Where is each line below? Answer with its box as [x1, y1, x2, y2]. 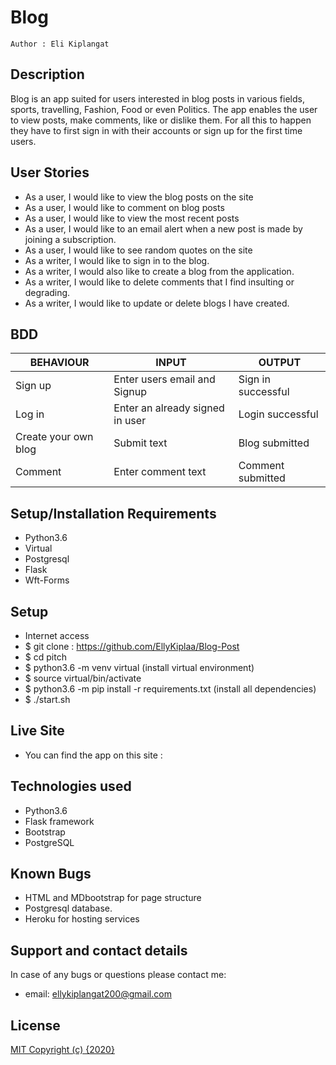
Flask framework [24, 815, 95, 827]
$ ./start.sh [24, 694, 71, 705]
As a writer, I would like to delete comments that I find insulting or [24, 276, 295, 288]
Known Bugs [10, 866, 92, 883]
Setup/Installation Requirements [10, 505, 217, 522]
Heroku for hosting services [24, 913, 140, 925]
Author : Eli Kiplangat [10, 39, 110, 49]
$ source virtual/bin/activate [24, 672, 142, 684]
